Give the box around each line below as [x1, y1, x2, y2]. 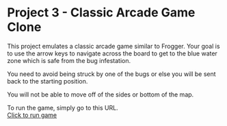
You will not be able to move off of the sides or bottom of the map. [7, 90, 194, 99]
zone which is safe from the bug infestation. [7, 56, 131, 64]
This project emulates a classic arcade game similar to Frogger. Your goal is [7, 42, 220, 50]
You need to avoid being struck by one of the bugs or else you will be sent [7, 70, 217, 78]
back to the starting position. [7, 77, 88, 85]
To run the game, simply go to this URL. [7, 103, 118, 112]
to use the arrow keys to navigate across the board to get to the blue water [7, 49, 217, 58]
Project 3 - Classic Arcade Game [7, 5, 196, 21]
